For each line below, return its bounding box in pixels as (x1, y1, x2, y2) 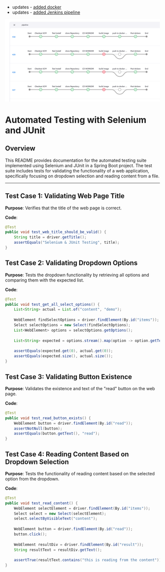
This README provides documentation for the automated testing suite (5, 157, 147, 163)
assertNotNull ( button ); (14, 426, 63, 431)
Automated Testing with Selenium (5, 114, 146, 125)
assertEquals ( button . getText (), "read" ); (14, 431, 100, 436)
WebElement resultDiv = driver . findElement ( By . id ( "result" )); (14, 542, 144, 547)
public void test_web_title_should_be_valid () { (5, 229, 107, 235)
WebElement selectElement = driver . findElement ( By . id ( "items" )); (14, 506, 151, 511)
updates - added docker (12, 4, 61, 10)
